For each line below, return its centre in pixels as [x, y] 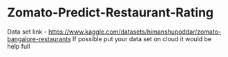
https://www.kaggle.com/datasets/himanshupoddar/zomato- [134, 32]
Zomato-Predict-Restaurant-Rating [111, 13]
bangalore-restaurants [39, 38]
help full [19, 46]
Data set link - [27, 32]
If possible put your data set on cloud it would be [142, 38]
